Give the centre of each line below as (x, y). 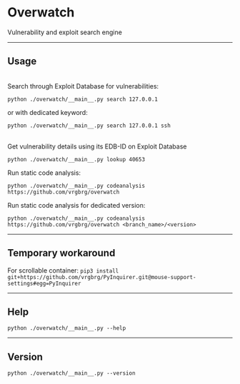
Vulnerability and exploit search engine (65, 32)
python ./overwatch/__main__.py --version (71, 373)
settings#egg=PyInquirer (44, 283)
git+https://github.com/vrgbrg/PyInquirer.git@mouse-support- (102, 277)
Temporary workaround (61, 253)
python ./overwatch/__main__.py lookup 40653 (76, 159)
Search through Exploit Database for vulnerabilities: (83, 86)
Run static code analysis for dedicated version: (76, 205)
